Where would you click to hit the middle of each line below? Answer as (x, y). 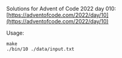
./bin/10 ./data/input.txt (40, 49)
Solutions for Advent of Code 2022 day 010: (61, 9)
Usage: (15, 33)
